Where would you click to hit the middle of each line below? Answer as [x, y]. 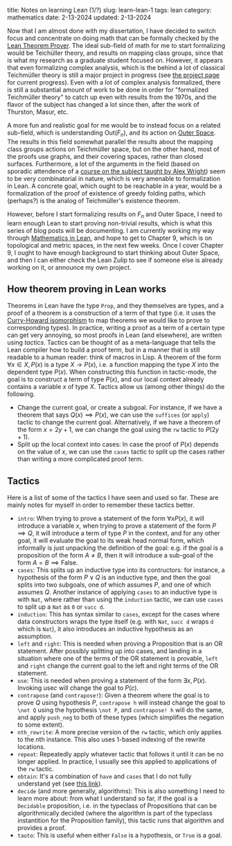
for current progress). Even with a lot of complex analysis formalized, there [114, 82]
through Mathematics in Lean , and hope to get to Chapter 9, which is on [110, 238]
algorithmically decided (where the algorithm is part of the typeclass [115, 813]
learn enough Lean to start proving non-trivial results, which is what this [110, 223]
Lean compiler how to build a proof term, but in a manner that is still [104, 350]
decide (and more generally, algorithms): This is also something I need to [121, 791]
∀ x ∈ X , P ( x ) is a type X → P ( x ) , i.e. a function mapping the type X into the [113, 365]
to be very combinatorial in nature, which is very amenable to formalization [114, 178]
